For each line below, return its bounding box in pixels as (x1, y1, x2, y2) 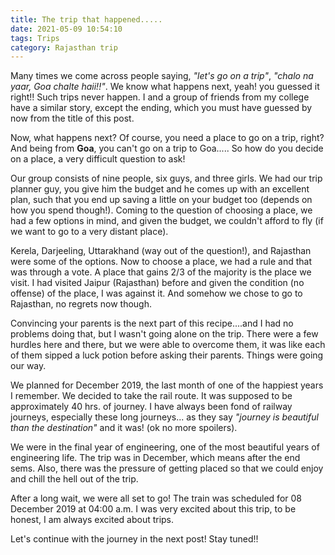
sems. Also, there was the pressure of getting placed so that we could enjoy (10, 462, 324, 475)
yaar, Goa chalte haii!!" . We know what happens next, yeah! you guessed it (10, 81, 320, 93)
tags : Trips (10, 33, 60, 43)
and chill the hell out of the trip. (10, 473, 139, 485)
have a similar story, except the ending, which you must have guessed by (10, 102, 313, 114)
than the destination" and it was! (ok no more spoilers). (10, 422, 238, 434)
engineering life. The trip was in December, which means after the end (10, 452, 301, 464)
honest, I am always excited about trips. (10, 514, 175, 526)
